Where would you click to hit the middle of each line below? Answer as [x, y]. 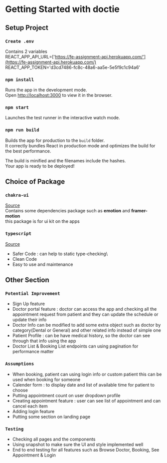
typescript [18, 234]
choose [20, 390]
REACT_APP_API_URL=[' [30, 56]
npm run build [22, 130]
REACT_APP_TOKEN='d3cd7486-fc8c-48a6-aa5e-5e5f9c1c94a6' [73, 67]
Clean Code [25, 259]
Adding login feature [33, 411]
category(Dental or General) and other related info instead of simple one [86, 330]
